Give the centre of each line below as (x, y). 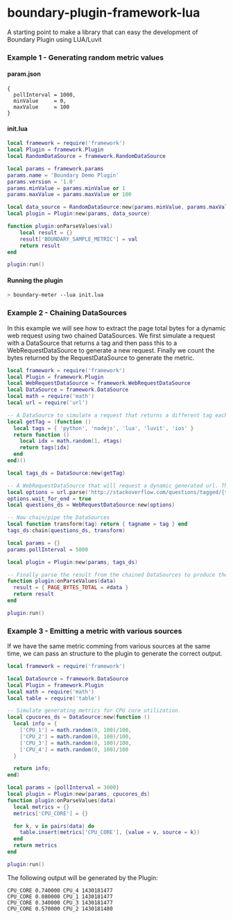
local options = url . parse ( (48, 492)
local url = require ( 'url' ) (48, 403)
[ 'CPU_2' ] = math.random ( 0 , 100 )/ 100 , (76, 736)
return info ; (32, 769)
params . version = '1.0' (42, 182)
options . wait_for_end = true (49, 499)
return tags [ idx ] (45, 448)
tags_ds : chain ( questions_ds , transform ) (67, 531)
